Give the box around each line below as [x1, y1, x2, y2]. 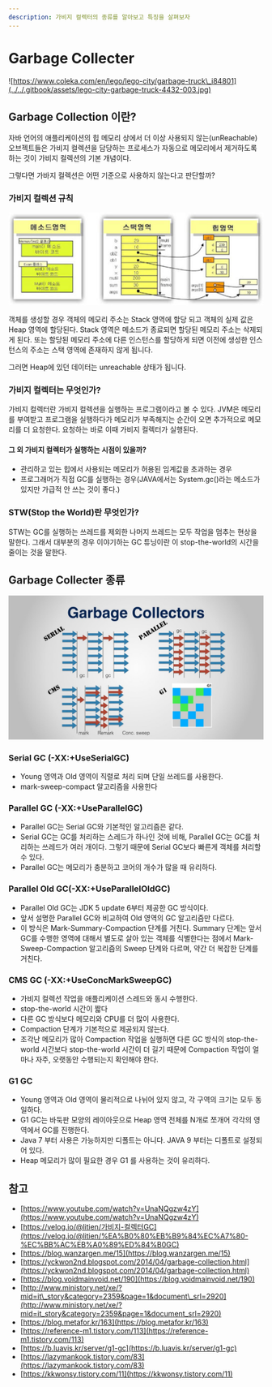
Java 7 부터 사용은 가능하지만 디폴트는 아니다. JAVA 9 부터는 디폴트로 [19, 1135, 241, 1145]
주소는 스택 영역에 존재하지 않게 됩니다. [29, 345, 154, 355]
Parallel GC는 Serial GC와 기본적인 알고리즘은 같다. [19, 822, 184, 832]
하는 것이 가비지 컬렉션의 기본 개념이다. [8, 153, 132, 163]
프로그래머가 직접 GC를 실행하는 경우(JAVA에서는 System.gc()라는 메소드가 [19, 475, 261, 485]
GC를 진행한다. [41, 1125, 90, 1135]
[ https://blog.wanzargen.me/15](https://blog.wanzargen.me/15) [19, 1248, 231, 1258]
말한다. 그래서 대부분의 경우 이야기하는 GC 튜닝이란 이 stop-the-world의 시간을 [8, 536, 259, 547]
